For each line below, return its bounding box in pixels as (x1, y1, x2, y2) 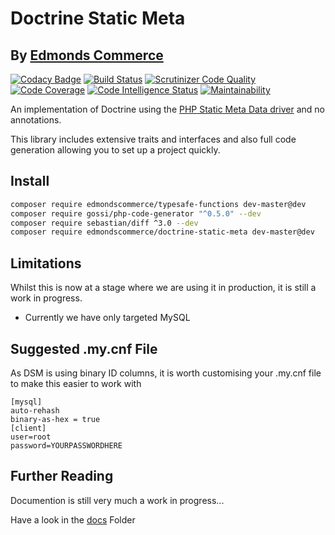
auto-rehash (10, 405, 60, 416)
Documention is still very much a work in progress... (10, 494, 225, 506)
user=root (10, 432, 52, 442)
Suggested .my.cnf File (10, 340, 158, 357)
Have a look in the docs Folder (10, 513, 136, 526)
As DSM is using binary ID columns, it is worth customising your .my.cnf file (10, 367, 322, 379)
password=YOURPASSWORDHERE (10, 440, 123, 451)
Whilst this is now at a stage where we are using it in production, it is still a (10, 282, 317, 294)
